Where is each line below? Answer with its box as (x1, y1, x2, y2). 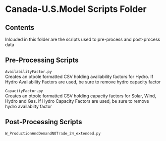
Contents (5, 23, 35, 32)
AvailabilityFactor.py (5, 69, 52, 74)
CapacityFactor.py (5, 88, 43, 93)
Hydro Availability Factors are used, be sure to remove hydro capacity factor (5, 78, 161, 85)
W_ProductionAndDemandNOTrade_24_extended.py (5, 131, 101, 136)
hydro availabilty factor (5, 103, 52, 109)
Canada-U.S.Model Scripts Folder (5, 3, 147, 15)
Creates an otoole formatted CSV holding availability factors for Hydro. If (5, 73, 154, 79)
